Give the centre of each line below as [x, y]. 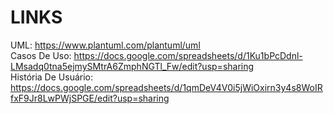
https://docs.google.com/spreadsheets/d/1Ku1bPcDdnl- [188, 55]
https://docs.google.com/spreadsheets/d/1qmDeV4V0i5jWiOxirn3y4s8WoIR [166, 87]
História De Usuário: [51, 77]
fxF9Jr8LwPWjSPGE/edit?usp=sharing [90, 98]
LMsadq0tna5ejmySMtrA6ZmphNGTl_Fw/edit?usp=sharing [132, 66]
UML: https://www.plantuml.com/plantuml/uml [105, 45]
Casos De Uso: [41, 55]
